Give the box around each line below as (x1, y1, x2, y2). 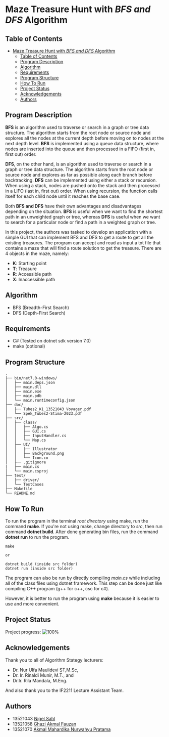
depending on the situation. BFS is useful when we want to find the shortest (5, 208, 163, 214)
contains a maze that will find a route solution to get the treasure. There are (5, 245, 162, 251)
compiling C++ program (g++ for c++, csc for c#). (5, 586, 109, 592)
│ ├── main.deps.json (5, 380, 55, 385)
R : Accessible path (12, 271, 52, 277)
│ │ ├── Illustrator (5, 447, 58, 452)
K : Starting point (12, 260, 47, 266)
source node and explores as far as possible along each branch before (5, 171, 152, 178)
